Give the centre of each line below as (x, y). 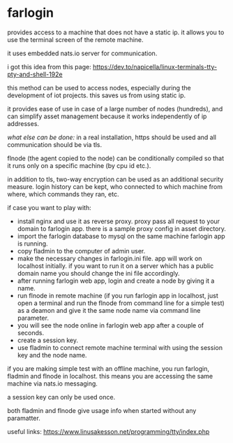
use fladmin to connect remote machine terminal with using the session (120, 347)
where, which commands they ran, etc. (63, 194)
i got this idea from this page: (50, 66)
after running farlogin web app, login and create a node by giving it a (116, 281)
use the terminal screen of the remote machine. (76, 39)
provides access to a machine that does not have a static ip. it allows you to (116, 32)
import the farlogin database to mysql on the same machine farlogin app (121, 236)
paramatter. (24, 418)
